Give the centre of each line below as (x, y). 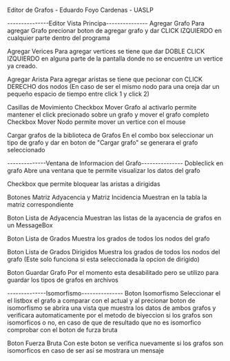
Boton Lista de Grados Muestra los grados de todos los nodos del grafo (108, 238)
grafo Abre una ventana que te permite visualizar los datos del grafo (104, 171)
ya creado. (22, 66)
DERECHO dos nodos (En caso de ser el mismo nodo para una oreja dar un (114, 86)
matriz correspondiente (40, 205)
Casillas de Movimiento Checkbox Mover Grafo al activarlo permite (102, 107)
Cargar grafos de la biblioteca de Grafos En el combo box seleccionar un (110, 135)
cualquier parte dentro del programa (59, 38)
